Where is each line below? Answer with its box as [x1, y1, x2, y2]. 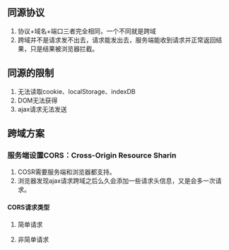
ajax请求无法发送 [17, 105, 67, 113]
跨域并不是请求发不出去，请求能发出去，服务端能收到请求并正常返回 [17, 35, 216, 44]
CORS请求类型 [7, 203, 50, 211]
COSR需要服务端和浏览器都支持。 [17, 168, 116, 177]
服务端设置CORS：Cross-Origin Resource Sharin [7, 150, 177, 160]
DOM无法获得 [17, 96, 58, 105]
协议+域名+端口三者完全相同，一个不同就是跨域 [17, 27, 157, 35]
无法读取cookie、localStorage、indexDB [17, 87, 136, 95]
